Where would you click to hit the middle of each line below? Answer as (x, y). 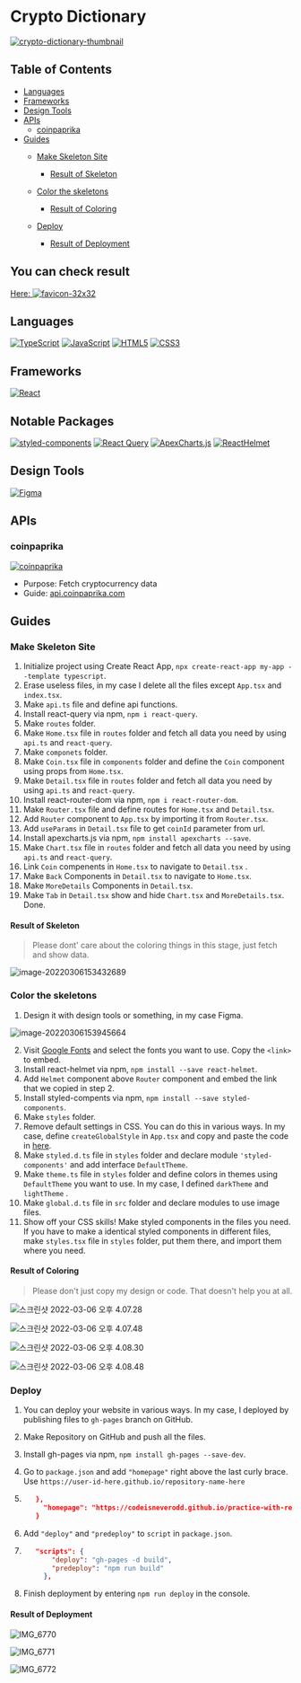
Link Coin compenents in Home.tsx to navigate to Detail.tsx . (135, 867)
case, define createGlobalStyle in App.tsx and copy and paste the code (156, 1136)
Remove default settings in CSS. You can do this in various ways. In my (154, 1126)
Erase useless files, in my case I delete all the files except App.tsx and (152, 685)
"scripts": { (60, 1551)
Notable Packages (62, 421)
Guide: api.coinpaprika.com (74, 593)
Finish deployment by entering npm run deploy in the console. (137, 1594)
